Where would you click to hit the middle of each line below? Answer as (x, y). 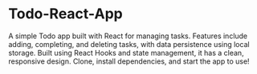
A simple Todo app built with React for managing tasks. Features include (128, 36)
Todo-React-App (65, 14)
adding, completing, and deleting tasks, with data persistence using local (129, 44)
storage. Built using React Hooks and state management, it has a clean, (126, 53)
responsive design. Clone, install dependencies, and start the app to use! (129, 61)
